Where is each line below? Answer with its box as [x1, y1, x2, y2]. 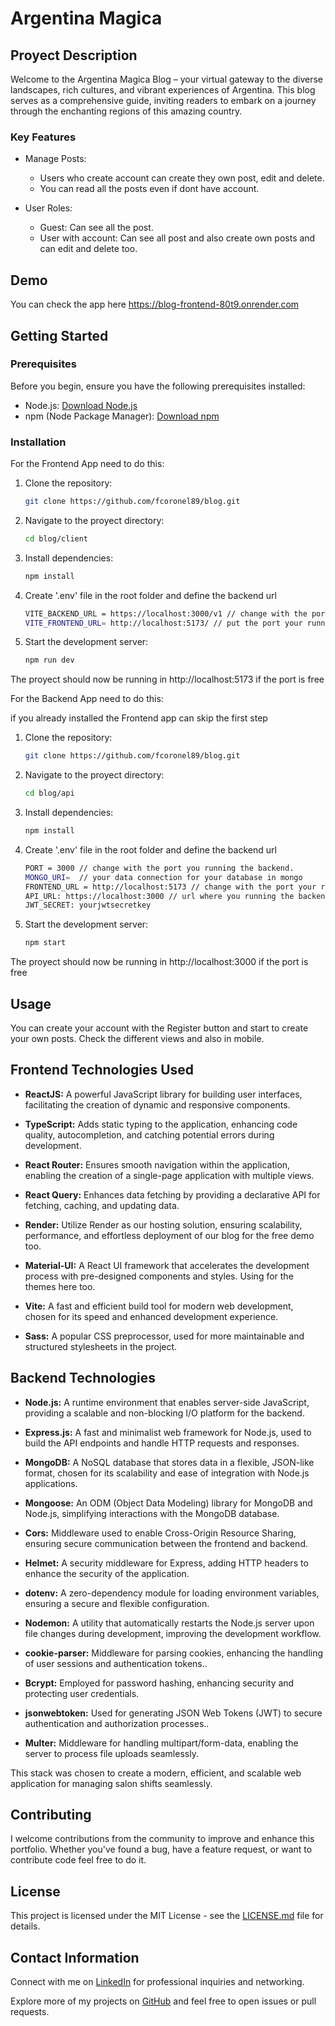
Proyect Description [10, 47, 138, 64]
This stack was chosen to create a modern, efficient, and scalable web [10, 1767, 302, 1779]
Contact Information [10, 1949, 140, 1966]
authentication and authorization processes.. [24, 1717, 210, 1729]
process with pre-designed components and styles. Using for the [24, 1270, 294, 1282]
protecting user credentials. [24, 1687, 140, 1699]
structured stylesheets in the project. [24, 1340, 178, 1352]
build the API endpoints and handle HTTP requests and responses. [24, 1437, 300, 1449]
